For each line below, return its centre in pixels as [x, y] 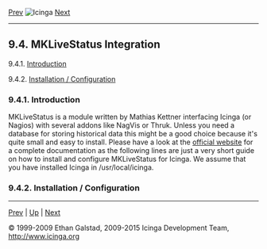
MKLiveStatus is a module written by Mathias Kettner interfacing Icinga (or [130, 117]
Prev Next [39, 12]
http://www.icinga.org [44, 236]
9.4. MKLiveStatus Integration [84, 45]
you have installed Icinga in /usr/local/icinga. [81, 167]
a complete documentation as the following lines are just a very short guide [132, 151]
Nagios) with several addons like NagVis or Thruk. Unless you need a [122, 125]
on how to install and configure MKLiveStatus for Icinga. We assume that [127, 159]
